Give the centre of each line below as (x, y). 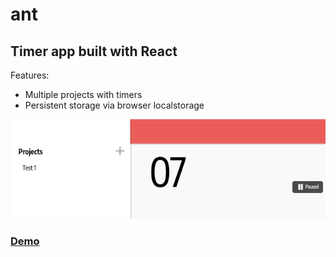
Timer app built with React (94, 51)
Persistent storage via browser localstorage (114, 105)
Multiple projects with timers (83, 94)
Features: (30, 75)
